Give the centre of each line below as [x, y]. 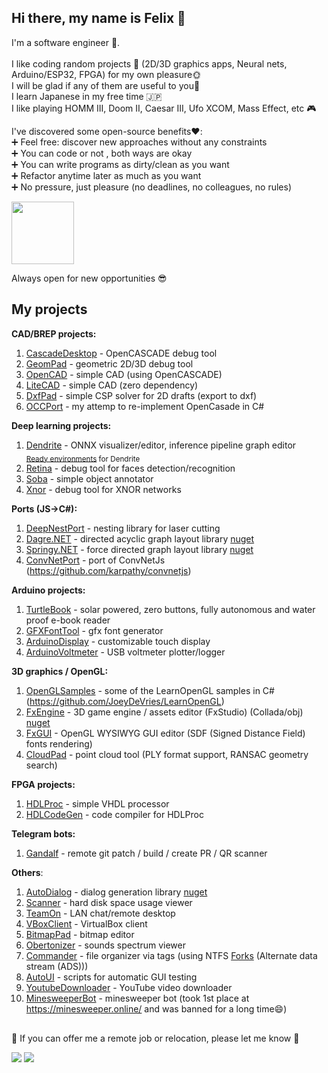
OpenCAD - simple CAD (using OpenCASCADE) [124, 374]
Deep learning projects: [61, 425]
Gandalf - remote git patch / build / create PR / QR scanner [146, 853]
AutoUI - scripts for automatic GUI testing [111, 977]
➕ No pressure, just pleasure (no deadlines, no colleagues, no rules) [152, 187]
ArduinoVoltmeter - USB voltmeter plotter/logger [125, 652]
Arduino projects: [48, 590]
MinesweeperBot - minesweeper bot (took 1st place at [137, 998]
